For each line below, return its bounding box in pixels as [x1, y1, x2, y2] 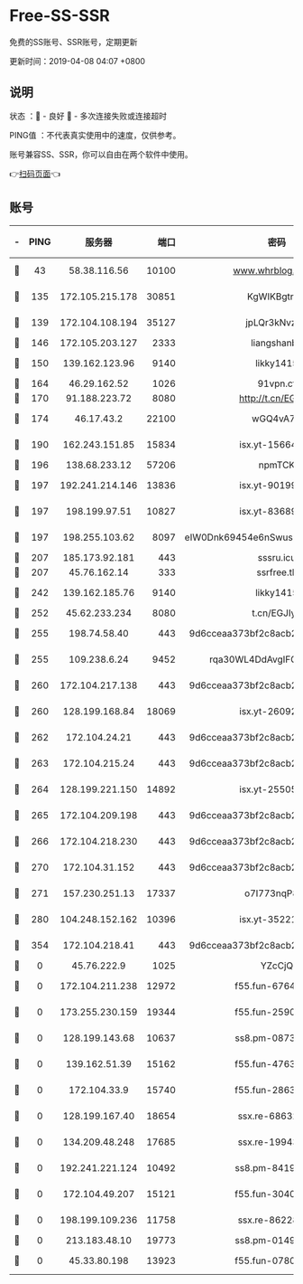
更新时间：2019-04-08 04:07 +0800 [9, 55, 146, 66]
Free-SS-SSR [9, 5, 110, 26]
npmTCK [258, 458, 296, 471]
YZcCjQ [260, 959, 294, 972]
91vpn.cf [257, 377, 297, 390]
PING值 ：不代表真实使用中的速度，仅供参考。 [9, 129, 181, 140]
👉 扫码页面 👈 [9, 168, 61, 179]
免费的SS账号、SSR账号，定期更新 [9, 36, 138, 47]
